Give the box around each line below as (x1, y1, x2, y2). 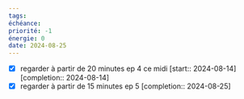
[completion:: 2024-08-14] (19, 73, 110, 83)
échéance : (8, 19, 42, 27)
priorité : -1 (8, 27, 53, 35)
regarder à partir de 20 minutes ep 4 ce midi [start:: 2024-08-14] (19, 64, 237, 73)
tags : (8, 11, 27, 20)
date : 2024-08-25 (8, 42, 67, 50)
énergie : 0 (8, 34, 45, 43)
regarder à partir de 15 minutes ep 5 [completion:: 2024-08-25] (19, 81, 232, 91)
